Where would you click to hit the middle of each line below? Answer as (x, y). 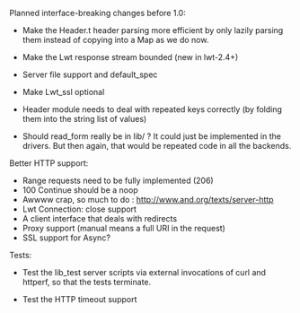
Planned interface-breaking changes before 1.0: (97, 13)
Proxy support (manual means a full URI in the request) (124, 228)
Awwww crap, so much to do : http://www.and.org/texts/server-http (148, 200)
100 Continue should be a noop (80, 190)
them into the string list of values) (84, 119)
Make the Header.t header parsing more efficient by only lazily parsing (153, 30)
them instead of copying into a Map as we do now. (115, 40)
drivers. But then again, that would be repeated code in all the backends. (157, 146)
